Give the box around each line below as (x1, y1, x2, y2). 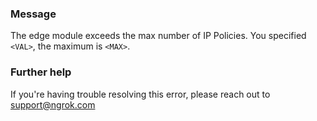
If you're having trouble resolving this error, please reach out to (10, 88, 271, 100)
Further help (10, 65, 72, 79)
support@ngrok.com (10, 98, 96, 111)
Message (10, 7, 57, 21)
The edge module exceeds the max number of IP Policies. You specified (10, 30, 307, 42)
